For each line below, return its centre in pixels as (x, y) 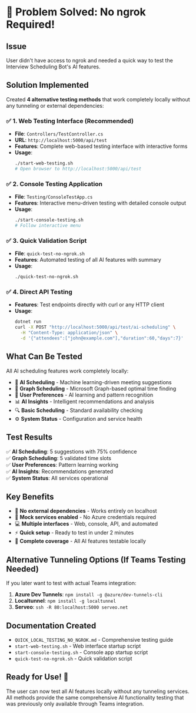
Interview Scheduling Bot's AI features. (53, 67)
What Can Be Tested (44, 357)
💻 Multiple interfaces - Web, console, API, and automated (86, 524)
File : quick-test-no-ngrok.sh (50, 253)
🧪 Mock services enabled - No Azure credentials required (85, 517)
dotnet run (28, 322)
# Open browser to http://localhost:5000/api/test (78, 169)
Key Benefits (30, 496)
